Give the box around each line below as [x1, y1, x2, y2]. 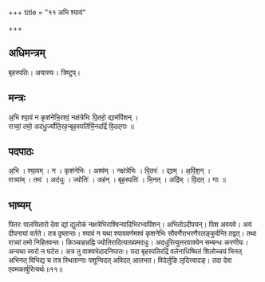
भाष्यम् [8, 198, 31, 212]
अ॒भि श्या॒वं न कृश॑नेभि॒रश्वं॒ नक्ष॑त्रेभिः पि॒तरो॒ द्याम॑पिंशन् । [8, 112, 139, 122]
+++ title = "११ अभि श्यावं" [8, 8, 86, 17]
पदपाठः [8, 145, 34, 159]
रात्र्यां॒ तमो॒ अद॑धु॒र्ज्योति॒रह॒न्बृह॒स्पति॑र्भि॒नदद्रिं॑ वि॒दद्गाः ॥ [8, 121, 134, 131]
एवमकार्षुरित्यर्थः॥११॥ [8, 264, 63, 274]
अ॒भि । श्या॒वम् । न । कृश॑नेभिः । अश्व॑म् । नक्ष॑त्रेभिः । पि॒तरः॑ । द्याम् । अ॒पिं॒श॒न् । [8, 166, 212, 175]
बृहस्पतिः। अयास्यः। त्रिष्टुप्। [8, 68, 81, 77]
